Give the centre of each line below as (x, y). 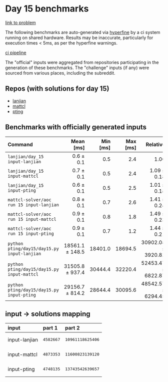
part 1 (50, 328)
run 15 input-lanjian (33, 205)
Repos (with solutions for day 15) (57, 89)
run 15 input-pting (31, 234)
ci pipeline (16, 53)
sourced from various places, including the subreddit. (60, 73)
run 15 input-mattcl (32, 219)
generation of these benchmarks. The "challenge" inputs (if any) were (77, 68)
